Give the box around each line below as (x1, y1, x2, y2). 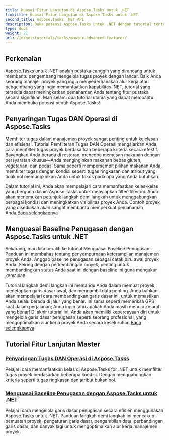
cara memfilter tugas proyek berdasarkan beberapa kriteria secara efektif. (5, 146, 158, 152)
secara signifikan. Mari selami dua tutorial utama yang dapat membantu (5, 94, 154, 100)
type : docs (5, 26, 28, 31)
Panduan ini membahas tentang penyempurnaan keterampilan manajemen (5, 251, 159, 257)
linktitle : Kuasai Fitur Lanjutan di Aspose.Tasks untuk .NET (5, 12, 138, 17)
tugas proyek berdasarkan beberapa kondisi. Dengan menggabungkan (5, 372, 152, 377)
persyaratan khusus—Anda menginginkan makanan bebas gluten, (5, 157, 142, 163)
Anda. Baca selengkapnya (5, 210, 58, 216)
